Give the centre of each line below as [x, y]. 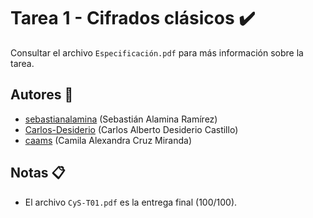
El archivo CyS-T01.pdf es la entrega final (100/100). [131, 202]
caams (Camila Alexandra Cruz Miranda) [108, 140]
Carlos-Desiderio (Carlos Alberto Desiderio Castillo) [131, 129]
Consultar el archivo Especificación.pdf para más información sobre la [157, 52]
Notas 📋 [38, 173]
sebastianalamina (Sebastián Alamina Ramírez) [121, 119]
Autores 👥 [42, 95]
